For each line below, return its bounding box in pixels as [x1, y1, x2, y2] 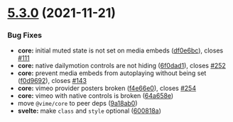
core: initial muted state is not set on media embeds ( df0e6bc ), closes [17, 46, 224, 55]
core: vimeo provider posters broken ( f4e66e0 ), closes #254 [17, 84, 197, 93]
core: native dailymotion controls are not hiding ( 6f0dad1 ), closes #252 [17, 62, 226, 70]
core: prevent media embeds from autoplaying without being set [17, 69, 207, 77]
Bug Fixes [7, 30, 43, 40]
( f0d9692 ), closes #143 [17, 77, 87, 85]
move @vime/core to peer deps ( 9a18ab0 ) [17, 99, 138, 108]
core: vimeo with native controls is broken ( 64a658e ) [17, 91, 174, 100]
